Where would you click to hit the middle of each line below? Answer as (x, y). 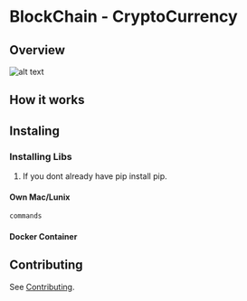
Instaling (35, 131)
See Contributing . (42, 287)
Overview (38, 50)
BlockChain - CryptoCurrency (123, 17)
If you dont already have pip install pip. (95, 176)
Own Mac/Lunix (40, 197)
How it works (47, 100)
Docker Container (43, 236)
